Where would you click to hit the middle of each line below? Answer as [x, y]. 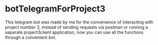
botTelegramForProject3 [55, 9]
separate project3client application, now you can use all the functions [74, 32]
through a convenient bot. [31, 37]
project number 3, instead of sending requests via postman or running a [77, 27]
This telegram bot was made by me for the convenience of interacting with [79, 22]
